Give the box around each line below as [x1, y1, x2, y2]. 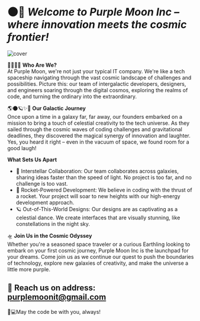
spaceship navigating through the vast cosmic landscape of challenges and [7, 74, 192, 81]
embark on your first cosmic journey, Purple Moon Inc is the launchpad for [7, 247, 189, 254]
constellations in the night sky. [15, 220, 91, 227]
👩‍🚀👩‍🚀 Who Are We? [7, 61, 57, 69]
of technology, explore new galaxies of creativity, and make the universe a [7, 260, 189, 267]
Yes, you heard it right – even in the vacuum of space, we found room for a [7, 138, 189, 145]
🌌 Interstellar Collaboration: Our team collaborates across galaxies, [15, 167, 179, 174]
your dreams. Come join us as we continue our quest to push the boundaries [7, 253, 194, 260]
